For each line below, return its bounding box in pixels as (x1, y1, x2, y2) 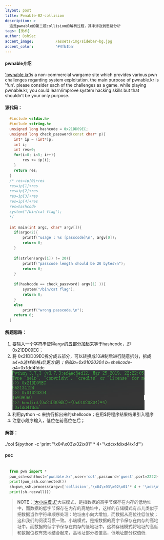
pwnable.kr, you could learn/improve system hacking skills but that (5, 87, 140, 93)
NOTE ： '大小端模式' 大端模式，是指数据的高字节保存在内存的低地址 (17, 499, 152, 505)
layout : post (5, 8, 32, 13)
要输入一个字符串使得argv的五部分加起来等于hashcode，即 (12, 341, 131, 347)
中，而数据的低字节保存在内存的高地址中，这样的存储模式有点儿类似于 (17, 505, 159, 511)
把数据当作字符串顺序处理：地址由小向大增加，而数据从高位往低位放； (17, 512, 159, 517)
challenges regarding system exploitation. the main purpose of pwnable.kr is (5, 77, 159, 83)
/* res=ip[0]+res (9, 178, 45, 183)
